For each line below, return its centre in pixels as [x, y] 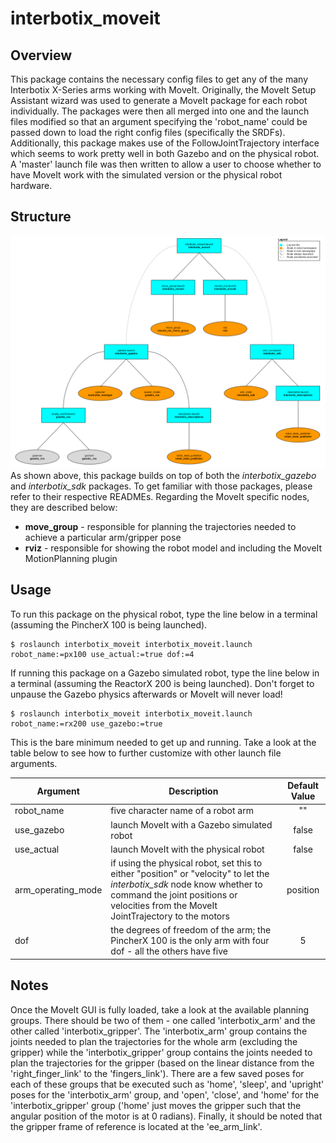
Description [193, 791]
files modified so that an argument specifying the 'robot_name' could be [159, 121]
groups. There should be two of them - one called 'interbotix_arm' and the [163, 1020]
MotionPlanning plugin [71, 558]
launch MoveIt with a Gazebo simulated [191, 824]
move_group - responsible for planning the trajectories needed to [160, 526]
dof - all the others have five [169, 951]
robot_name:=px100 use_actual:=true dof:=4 [102, 654]
